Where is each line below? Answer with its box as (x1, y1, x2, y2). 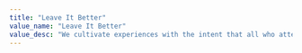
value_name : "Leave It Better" (9, 22, 127, 31)
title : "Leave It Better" (9, 13, 106, 22)
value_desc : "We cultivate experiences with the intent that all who (9, 30, 276, 39)
